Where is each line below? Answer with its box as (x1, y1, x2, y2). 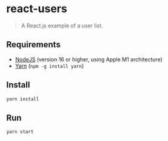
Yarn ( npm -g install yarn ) (15, 62, 84, 69)
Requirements (6, 40, 61, 50)
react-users (6, 2, 68, 16)
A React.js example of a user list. (21, 22, 103, 29)
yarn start (6, 129, 34, 135)
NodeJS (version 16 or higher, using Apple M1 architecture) (15, 55, 163, 63)
